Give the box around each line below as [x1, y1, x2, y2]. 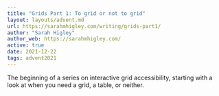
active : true [7, 42, 45, 49]
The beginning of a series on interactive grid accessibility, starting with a [7, 73, 213, 82]
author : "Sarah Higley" [7, 29, 76, 36]
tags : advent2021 [7, 55, 57, 62]
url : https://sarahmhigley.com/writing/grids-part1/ [7, 23, 161, 29]
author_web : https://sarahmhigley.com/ [7, 36, 122, 43]
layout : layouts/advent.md [7, 16, 84, 23]
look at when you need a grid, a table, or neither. [7, 80, 144, 89]
